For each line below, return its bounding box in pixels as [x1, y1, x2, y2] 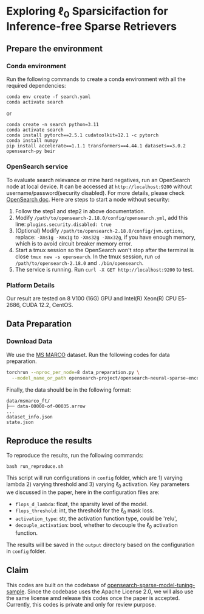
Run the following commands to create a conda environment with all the [6, 76, 186, 83]
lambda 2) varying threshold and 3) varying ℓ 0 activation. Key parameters [6, 481, 190, 490]
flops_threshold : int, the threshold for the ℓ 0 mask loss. [15, 507, 154, 515]
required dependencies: [6, 82, 66, 90]
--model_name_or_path [12, 375, 67, 381]
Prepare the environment [6, 44, 103, 54]
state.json [6, 419, 34, 425]
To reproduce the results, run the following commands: [6, 452, 144, 459]
